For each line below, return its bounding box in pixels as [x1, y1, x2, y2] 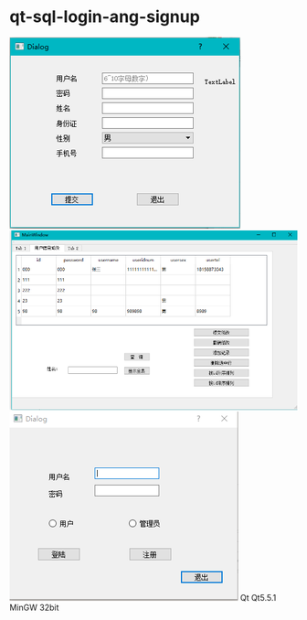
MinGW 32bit [9, 602, 59, 614]
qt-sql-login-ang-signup [9, 6, 201, 27]
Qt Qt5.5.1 [239, 593, 277, 604]
